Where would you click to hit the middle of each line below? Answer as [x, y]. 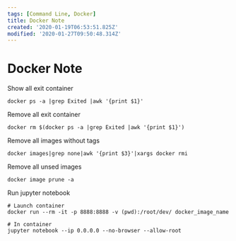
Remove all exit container [44, 115]
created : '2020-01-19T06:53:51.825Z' [63, 27]
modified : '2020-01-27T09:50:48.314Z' [64, 34]
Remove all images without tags [54, 141]
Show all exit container [41, 89]
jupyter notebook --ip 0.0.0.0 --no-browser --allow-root [94, 231]
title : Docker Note [36, 21]
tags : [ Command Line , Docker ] [52, 14]
